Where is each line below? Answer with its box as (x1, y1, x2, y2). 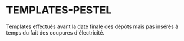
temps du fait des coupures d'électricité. (6, 29, 105, 36)
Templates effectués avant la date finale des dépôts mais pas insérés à (6, 23, 179, 30)
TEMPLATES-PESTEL (6, 4, 112, 17)
